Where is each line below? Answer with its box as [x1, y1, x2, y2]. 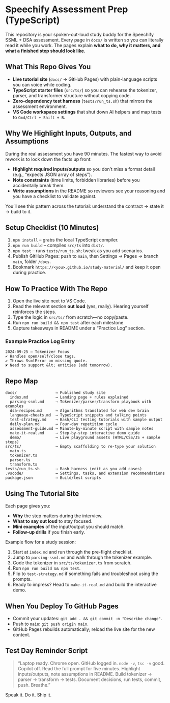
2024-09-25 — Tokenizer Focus [5, 349, 70, 355]
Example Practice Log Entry [5, 338, 75, 345]
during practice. [12, 270, 47, 276]
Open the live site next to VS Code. [12, 298, 87, 304]
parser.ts [10, 457, 31, 463]
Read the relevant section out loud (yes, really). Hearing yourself [12, 303, 149, 310]
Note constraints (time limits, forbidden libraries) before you [12, 177, 140, 183]
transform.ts [10, 462, 38, 467]
